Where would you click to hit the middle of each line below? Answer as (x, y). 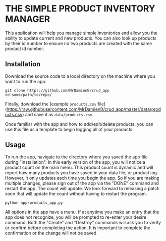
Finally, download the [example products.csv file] (55, 104)
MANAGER (28, 19)
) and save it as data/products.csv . (58, 114)
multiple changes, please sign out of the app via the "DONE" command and (82, 183)
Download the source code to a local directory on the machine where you (80, 76)
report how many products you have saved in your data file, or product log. (82, 172)
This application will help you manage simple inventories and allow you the (81, 33)
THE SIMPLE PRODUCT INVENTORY (80, 9)
